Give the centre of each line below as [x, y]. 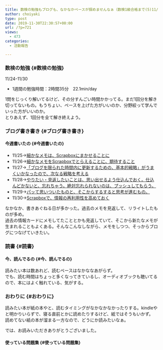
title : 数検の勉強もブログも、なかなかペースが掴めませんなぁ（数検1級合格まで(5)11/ [82, 9]
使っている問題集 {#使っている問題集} [43, 343]
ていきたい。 [39, 233]
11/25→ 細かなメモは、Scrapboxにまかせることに [61, 156]
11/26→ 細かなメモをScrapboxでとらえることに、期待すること [73, 161]
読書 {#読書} [20, 246]
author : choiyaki [23, 14]
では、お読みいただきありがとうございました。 [52, 331]
